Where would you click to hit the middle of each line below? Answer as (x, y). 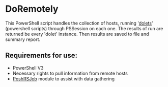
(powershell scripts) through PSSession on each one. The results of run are (84, 28)
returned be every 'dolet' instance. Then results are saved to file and (77, 34)
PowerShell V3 (28, 68)
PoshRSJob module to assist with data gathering (63, 79)
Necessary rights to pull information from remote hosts (70, 73)
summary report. (23, 39)
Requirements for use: (41, 56)
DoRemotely (32, 9)
